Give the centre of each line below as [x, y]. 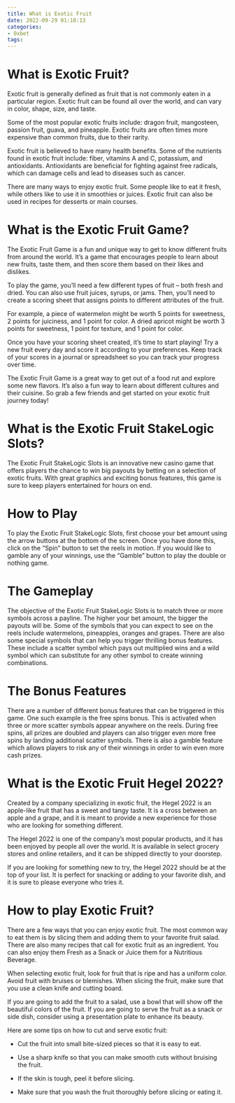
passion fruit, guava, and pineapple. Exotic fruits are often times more [108, 130]
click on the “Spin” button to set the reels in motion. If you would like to [109, 548]
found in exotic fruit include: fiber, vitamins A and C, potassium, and [105, 158]
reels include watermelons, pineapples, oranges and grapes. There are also [116, 633]
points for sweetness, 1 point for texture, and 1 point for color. [95, 329]
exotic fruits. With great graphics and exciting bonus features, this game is [114, 478]
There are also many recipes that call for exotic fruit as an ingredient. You [113, 945]
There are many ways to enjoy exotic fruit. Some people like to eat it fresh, [114, 187]
